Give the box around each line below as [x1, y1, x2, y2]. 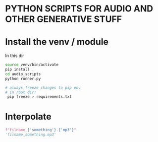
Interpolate [5, 111, 52, 122]
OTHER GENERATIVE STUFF [5, 13, 122, 25]
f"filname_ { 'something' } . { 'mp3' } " [5, 128, 77, 133]
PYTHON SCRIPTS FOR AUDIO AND [5, 3, 154, 14]
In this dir [5, 53, 24, 59]
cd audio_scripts [5, 71, 41, 76]
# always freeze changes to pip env [5, 85, 81, 90]
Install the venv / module [5, 36, 109, 48]
